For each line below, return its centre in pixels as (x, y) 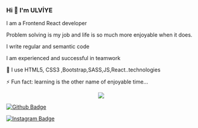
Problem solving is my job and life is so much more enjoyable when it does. (99, 35)
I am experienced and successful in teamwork (63, 58)
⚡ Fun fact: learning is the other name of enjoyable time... (77, 82)
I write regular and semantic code (48, 47)
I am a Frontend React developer (47, 23)
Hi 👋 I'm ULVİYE (29, 10)
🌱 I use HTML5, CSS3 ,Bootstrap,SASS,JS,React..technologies (83, 70)
